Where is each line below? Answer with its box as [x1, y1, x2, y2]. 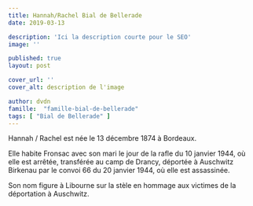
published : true [8, 54, 61, 63]
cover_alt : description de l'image [8, 83, 125, 91]
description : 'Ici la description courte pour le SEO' [8, 33, 192, 41]
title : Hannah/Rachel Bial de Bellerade [8, 11, 143, 20]
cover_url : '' [8, 76, 55, 84]
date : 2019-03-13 [8, 19, 65, 27]
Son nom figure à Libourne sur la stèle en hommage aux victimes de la [8, 181, 236, 190]
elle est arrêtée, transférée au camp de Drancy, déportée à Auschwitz [8, 157, 234, 167]
